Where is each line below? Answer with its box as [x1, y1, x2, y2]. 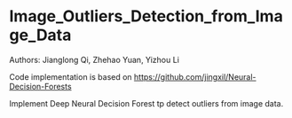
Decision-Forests [9, 81, 73, 91]
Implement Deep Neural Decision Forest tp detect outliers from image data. [9, 98, 284, 108]
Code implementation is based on [9, 71, 132, 82]
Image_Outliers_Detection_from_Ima [9, 6, 284, 27]
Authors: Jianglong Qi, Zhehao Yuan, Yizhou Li [9, 54, 180, 65]
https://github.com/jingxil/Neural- [133, 71, 256, 82]
